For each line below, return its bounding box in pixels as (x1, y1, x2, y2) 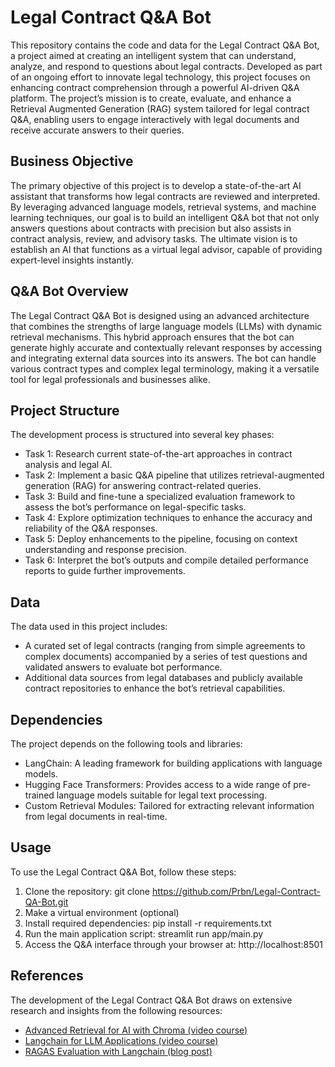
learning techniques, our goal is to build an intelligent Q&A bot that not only (10, 211, 320, 223)
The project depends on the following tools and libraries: (10, 738, 243, 750)
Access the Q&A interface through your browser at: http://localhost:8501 (24, 938, 323, 950)
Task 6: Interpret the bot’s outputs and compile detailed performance (24, 554, 309, 566)
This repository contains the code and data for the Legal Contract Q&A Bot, (10, 39, 320, 51)
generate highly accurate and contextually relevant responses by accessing (10, 341, 323, 353)
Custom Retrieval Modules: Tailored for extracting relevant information (24, 800, 315, 811)
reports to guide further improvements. (24, 565, 186, 577)
